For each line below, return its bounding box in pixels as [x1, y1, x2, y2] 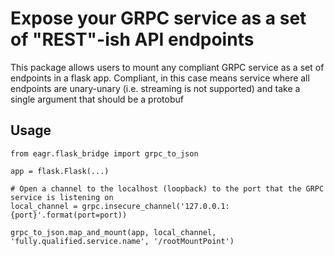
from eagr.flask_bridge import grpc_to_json [10, 148, 199, 159]
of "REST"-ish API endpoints [10, 28, 255, 51]
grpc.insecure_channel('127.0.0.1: [81, 201, 230, 211]
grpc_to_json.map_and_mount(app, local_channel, [10, 227, 217, 237]
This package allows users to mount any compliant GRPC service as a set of [10, 61, 325, 73]
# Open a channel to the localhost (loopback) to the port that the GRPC [10, 183, 325, 194]
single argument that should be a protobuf [10, 93, 184, 105]
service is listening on [10, 192, 114, 202]
